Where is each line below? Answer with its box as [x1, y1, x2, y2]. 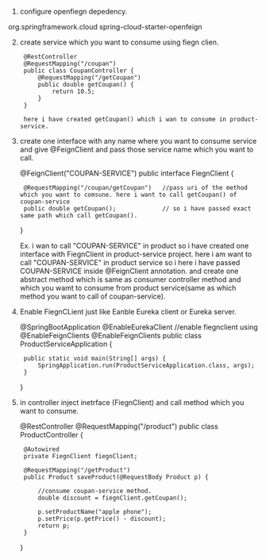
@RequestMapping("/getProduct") [23, 466, 131, 474]
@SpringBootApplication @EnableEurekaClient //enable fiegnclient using [19, 322, 258, 332]
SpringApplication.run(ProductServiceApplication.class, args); [37, 361, 256, 369]
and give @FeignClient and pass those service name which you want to [19, 145, 254, 154]
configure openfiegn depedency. [19, 7, 128, 16]
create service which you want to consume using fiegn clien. [19, 37, 219, 47]
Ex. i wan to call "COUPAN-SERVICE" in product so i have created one [19, 241, 249, 250]
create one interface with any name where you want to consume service [19, 137, 257, 145]
